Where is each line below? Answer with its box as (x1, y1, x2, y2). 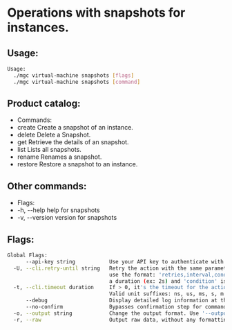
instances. (7, 19, 69, 35)
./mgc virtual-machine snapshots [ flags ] (13, 71, 135, 79)
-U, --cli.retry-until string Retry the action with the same (13, 265, 202, 272)
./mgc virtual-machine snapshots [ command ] (13, 78, 140, 85)
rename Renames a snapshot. (17, 153, 102, 161)
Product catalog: (7, 98, 81, 110)
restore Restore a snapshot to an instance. (17, 160, 138, 168)
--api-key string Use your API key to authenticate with (25, 258, 224, 265)
